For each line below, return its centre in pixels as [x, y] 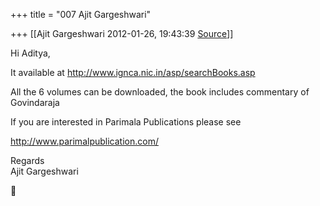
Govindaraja [35, 102]
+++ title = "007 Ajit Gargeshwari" [81, 14]
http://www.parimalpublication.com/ [84, 141]
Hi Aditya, [30, 53]
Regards [27, 160]
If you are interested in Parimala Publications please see [126, 122]
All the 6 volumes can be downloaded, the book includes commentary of [160, 92]
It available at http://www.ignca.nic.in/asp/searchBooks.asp [133, 72]
